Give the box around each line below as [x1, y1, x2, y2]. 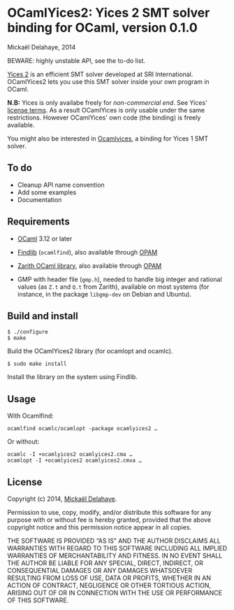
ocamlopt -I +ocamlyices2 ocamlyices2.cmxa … [7, 457, 142, 464]
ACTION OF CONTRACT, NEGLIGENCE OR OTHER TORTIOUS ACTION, [7, 581, 212, 589]
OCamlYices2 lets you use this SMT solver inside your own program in [7, 77, 210, 85]
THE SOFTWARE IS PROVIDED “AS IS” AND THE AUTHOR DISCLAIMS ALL [7, 537, 221, 545]
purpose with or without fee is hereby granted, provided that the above [7, 516, 212, 524]
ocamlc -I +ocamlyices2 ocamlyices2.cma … [7, 451, 133, 458]
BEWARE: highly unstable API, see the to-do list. [7, 56, 145, 64]
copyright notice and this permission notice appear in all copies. [7, 523, 192, 531]
